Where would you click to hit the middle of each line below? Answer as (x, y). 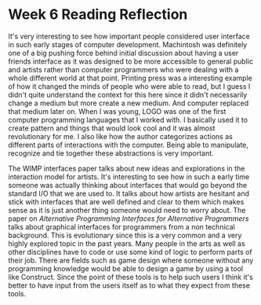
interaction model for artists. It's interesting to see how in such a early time (129, 176)
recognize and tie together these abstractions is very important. (111, 153)
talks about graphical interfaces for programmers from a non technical (121, 226)
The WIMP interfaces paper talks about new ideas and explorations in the (127, 168)
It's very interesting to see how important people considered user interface (129, 36)
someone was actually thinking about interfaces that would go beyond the (128, 185)
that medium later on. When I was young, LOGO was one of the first (117, 111)
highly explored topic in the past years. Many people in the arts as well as (127, 243)
